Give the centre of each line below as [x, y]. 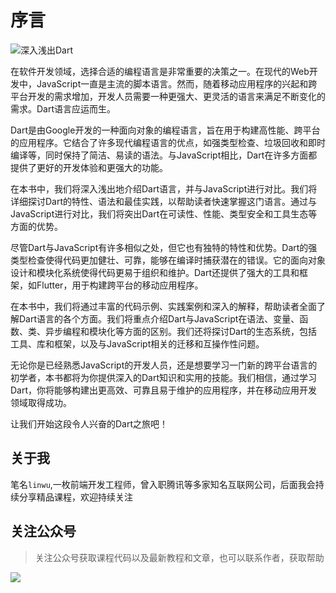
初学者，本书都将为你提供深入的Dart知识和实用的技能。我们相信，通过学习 [164, 377]
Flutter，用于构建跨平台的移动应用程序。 [120, 285]
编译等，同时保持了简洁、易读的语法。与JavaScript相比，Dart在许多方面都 [164, 155]
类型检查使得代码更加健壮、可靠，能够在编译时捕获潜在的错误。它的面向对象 [168, 260]
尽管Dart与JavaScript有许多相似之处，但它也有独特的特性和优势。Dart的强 [164, 247]
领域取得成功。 [41, 402]
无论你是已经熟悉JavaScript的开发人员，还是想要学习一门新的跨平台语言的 [164, 365]
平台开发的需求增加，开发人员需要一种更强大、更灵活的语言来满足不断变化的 [168, 96]
